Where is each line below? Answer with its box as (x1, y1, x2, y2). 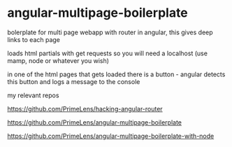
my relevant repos (7, 91, 59, 99)
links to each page (7, 35, 61, 43)
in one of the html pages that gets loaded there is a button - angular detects (7, 70, 226, 78)
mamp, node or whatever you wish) (7, 56, 110, 64)
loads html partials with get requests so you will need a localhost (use (7, 49, 208, 57)
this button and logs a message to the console (7, 77, 140, 85)
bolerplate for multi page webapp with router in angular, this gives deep (7, 28, 213, 36)
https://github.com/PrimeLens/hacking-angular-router (7, 104, 163, 113)
